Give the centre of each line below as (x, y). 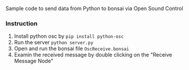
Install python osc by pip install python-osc (69, 36)
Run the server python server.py (53, 43)
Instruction (22, 23)
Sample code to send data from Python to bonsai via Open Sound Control (94, 8)
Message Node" (33, 61)
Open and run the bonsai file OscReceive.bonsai (72, 48)
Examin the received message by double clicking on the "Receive (93, 55)
